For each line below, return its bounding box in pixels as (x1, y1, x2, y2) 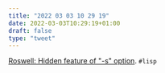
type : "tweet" (8, 34, 56, 43)
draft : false (8, 26, 52, 34)
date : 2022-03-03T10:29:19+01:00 (8, 19, 121, 27)
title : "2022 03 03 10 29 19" (8, 11, 110, 20)
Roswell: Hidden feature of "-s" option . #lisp (8, 56, 157, 66)
